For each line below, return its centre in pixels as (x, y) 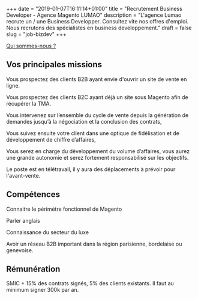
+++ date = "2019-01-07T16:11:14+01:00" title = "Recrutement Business (94, 9)
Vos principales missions (54, 65)
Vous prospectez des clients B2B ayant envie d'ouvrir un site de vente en (97, 79)
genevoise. (20, 250)
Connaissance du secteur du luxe (47, 232)
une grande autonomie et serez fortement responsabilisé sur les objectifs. (97, 157)
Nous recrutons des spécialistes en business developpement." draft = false (99, 28)
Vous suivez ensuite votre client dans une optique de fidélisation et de (93, 133)
